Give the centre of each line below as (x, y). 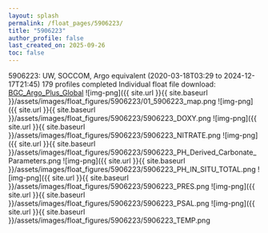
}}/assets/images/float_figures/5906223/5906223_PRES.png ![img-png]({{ (132, 186)
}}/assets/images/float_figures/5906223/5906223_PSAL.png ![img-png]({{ (132, 203)
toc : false (26, 53)
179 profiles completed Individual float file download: (129, 84)
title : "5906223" (37, 30)
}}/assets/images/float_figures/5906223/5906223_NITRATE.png (115, 135)
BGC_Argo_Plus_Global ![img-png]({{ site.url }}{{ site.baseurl (108, 92)
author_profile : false (46, 38)
